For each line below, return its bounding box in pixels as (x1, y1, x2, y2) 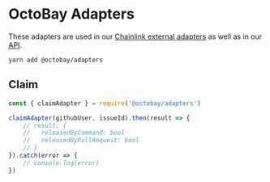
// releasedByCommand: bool (23, 129, 126, 138)
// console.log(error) (23, 159, 100, 167)
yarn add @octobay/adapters (8, 56, 104, 64)
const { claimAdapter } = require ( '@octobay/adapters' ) (8, 99, 201, 108)
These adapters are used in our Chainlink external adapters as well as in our (8, 32, 262, 41)
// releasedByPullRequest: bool (23, 137, 139, 145)
